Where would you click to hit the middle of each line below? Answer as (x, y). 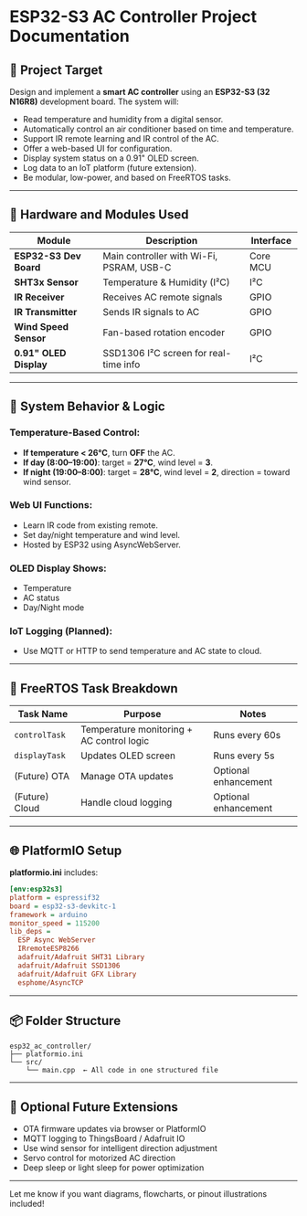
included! (27, 1204)
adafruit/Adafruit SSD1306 (69, 966)
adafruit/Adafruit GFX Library (77, 974)
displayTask (40, 756)
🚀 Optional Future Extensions (94, 1107)
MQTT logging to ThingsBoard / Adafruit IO (104, 1138)
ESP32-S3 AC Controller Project (133, 17)
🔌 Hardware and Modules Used (99, 215)
